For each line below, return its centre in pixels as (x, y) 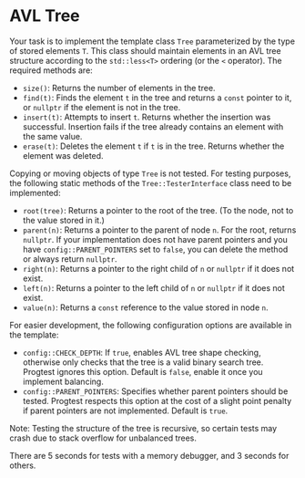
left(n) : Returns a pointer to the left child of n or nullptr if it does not (153, 287)
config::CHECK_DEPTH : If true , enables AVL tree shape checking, (142, 352)
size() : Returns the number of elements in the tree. (119, 88)
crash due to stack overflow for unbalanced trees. (103, 438)
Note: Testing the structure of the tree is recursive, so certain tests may (143, 428)
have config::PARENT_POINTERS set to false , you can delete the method (155, 249)
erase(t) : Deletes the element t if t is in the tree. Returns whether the (153, 146)
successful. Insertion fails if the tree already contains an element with (153, 126)
